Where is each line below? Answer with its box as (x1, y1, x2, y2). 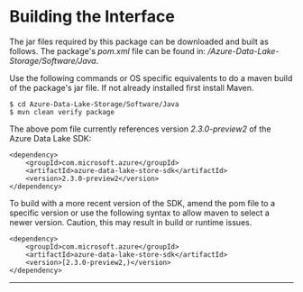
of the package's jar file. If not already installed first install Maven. (9, 82, 254, 93)
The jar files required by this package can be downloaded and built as (9, 36, 269, 47)
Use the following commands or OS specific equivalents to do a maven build (9, 72, 293, 83)
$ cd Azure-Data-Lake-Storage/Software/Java (9, 99, 179, 109)
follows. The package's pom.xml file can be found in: (9, 45, 206, 56)
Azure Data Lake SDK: (9, 132, 92, 143)
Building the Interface (9, 6, 176, 27)
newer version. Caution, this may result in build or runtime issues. (9, 216, 252, 227)
